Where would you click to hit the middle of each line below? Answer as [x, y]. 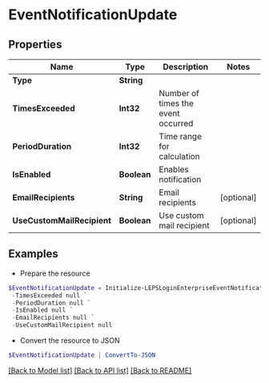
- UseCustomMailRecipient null [62, 325]
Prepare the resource [55, 273]
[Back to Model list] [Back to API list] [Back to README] [100, 370]
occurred [176, 123]
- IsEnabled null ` [42, 310]
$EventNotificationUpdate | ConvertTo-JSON [82, 355]
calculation [179, 156]
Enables [174, 169]
